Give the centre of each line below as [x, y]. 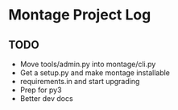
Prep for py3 [41, 90]
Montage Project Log [80, 15]
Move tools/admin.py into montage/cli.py [88, 64]
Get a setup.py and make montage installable [95, 73]
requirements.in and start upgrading [80, 81]
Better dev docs [47, 98]
